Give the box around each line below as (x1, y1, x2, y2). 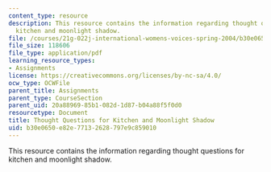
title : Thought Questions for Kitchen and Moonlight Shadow (8, 117, 215, 125)
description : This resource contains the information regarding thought (8, 19, 258, 27)
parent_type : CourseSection (8, 94, 103, 102)
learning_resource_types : (8, 57, 95, 65)
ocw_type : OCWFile (8, 79, 70, 87)
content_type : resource (8, 11, 89, 20)
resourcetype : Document (8, 109, 89, 117)
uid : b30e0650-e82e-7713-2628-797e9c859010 (8, 124, 157, 132)
